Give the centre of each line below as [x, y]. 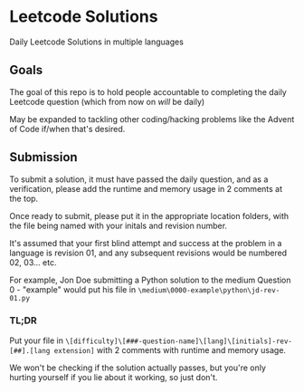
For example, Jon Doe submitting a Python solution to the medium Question [150, 280]
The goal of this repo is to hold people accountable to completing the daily [148, 91]
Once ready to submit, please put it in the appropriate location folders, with [149, 215]
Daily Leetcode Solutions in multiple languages [96, 42]
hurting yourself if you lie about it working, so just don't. [114, 377]
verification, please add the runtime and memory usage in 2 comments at [146, 188]
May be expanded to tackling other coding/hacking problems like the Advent [152, 119]
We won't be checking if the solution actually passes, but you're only [138, 368]
